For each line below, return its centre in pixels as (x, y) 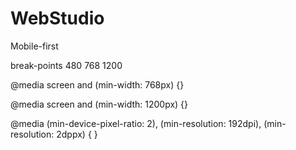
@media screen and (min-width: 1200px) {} (99, 104)
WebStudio (57, 18)
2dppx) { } (77, 134)
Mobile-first (34, 46)
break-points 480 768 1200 (66, 65)
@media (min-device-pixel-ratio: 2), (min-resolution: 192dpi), (136, 123)
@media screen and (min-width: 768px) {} (97, 84)
